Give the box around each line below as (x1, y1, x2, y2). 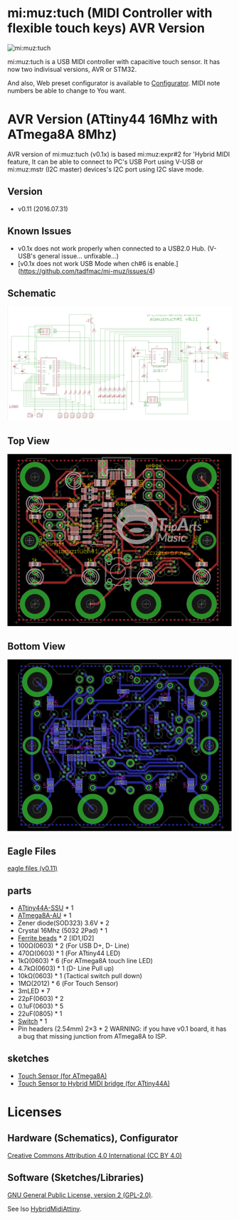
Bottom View (7, 640, 66, 652)
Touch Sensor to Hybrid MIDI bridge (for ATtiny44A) (17, 1079, 171, 1088)
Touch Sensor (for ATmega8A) (17, 1071, 107, 1080)
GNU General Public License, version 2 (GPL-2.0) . (7, 1190, 153, 1199)
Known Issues (7, 226, 72, 238)
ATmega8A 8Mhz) (7, 127, 117, 143)
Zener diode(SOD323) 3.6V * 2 (17, 919, 110, 928)
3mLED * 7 (17, 987, 51, 995)
